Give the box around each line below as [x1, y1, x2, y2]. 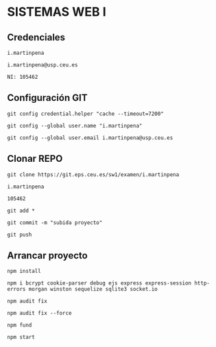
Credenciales [7, 32, 66, 43]
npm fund [7, 322, 32, 329]
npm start [7, 334, 36, 341]
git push [7, 231, 32, 238]
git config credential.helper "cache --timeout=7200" [7, 110, 165, 117]
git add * [7, 207, 36, 214]
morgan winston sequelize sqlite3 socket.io [28, 286, 158, 293]
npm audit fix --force [7, 310, 72, 317]
